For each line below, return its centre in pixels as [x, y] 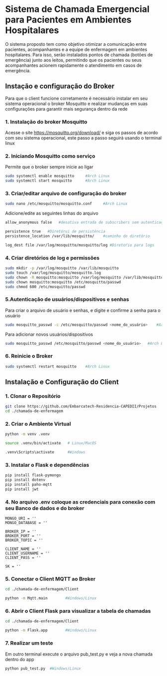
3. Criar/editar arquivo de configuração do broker [66, 194]
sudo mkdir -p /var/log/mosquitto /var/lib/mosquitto [62, 268]
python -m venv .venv [28, 434]
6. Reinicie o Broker [29, 356]
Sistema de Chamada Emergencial [78, 9]
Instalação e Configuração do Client [62, 382]
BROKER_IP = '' [21, 532]
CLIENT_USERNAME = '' [28, 553]
